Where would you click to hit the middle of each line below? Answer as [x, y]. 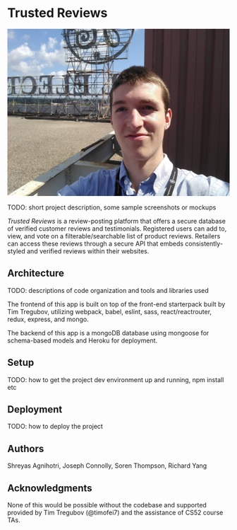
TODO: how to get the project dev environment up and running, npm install [116, 379]
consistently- [204, 243]
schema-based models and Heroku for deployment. [83, 340]
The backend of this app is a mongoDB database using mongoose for [108, 333]
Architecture [36, 273]
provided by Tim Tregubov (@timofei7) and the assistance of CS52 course [115, 512]
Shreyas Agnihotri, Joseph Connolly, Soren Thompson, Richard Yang [107, 466]
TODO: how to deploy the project [55, 427]
